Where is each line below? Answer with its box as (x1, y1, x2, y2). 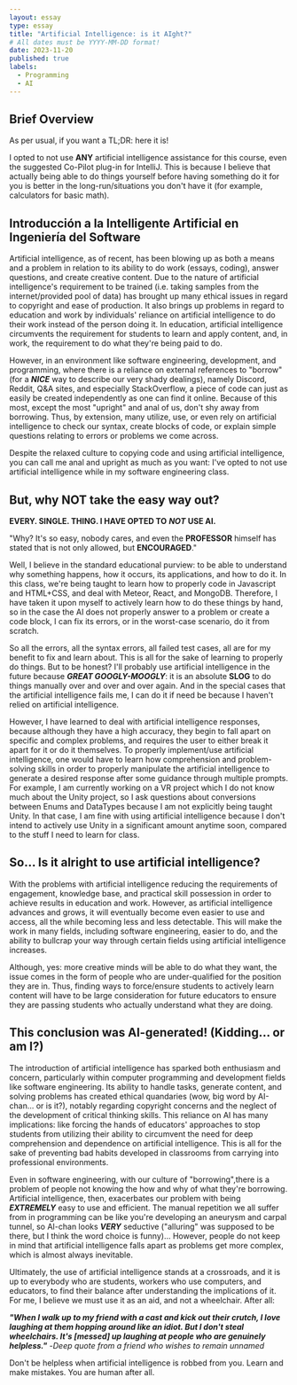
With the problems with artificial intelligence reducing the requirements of (9, 879, 278, 889)
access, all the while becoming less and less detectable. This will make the (9, 916, 282, 927)
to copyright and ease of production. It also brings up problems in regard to (9, 301, 285, 311)
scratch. (9, 626, 40, 637)
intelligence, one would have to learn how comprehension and (9, 755, 237, 765)
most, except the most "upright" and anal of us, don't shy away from (9, 403, 260, 413)
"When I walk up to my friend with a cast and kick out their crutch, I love (9, 1311, 281, 1322)
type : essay (9, 21, 53, 30)
